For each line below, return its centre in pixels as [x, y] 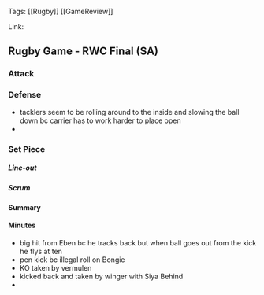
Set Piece [27, 149]
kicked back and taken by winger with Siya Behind [101, 277]
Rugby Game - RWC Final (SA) [84, 52]
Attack [21, 74]
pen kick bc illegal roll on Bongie [72, 260]
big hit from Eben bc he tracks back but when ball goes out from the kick [138, 243]
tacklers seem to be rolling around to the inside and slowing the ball [129, 112]
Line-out [22, 168]
